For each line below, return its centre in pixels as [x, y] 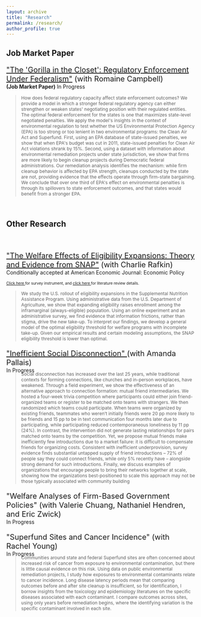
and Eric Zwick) [34, 514]
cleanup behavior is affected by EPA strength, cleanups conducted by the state [105, 171]
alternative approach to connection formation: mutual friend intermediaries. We [105, 391]
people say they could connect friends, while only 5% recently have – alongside [106, 459]
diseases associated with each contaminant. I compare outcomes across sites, [104, 597]
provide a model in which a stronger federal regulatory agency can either [98, 103]
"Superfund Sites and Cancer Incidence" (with [88, 537]
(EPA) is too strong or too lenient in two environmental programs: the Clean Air [104, 132]
